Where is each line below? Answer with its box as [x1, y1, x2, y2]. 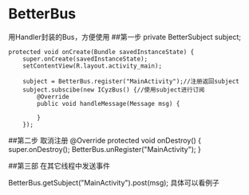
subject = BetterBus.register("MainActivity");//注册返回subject [22, 77, 239, 85]
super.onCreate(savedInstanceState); [22, 55, 148, 63]
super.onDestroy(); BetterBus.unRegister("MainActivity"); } [8, 144, 201, 154]
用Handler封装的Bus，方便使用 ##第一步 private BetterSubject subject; [8, 32, 242, 41]
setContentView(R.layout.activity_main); [22, 61, 162, 70]
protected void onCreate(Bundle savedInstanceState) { [8, 48, 195, 56]
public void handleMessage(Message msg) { [37, 99, 180, 107]
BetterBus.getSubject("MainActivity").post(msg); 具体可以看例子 [8, 177, 219, 187]
